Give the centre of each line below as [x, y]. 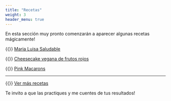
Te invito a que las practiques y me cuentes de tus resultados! [70, 93]
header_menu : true [25, 19]
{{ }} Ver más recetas [27, 83]
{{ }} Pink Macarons [25, 69]
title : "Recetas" [24, 10]
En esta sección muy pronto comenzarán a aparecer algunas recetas [78, 34]
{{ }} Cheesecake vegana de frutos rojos [47, 59]
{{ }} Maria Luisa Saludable [33, 49]
